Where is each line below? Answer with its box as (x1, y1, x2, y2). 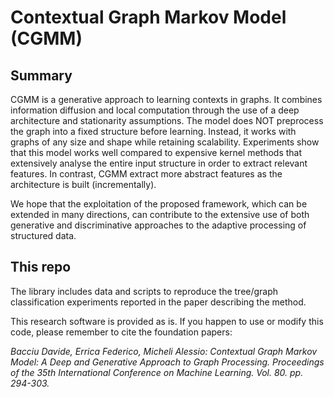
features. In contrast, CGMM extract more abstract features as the (10, 168, 283, 180)
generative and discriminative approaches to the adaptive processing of (10, 219, 307, 231)
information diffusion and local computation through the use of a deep (10, 104, 300, 116)
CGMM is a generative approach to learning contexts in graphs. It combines (10, 94, 323, 105)
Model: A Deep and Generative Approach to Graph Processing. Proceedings (10, 356, 325, 368)
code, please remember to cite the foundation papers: (10, 326, 233, 338)
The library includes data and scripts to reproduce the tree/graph (10, 285, 279, 297)
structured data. (10, 230, 77, 241)
